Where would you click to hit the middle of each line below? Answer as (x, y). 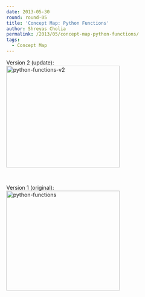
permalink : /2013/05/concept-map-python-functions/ (72, 34)
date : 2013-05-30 (28, 12)
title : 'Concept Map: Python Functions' (58, 23)
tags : (13, 40)
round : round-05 (27, 17)
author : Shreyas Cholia (36, 29)
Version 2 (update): (30, 62)
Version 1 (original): (30, 187)
